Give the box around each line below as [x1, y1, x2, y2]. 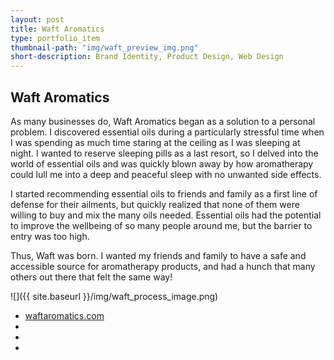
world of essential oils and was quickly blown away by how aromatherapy [10, 157, 314, 170]
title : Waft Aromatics [10, 24, 105, 34]
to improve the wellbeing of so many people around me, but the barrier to [10, 219, 313, 231]
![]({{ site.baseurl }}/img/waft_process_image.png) [10, 290, 219, 302]
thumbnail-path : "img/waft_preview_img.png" [10, 42, 199, 53]
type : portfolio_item [10, 33, 101, 43]
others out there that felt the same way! [10, 271, 173, 283]
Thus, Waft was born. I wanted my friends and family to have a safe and [10, 249, 307, 261]
